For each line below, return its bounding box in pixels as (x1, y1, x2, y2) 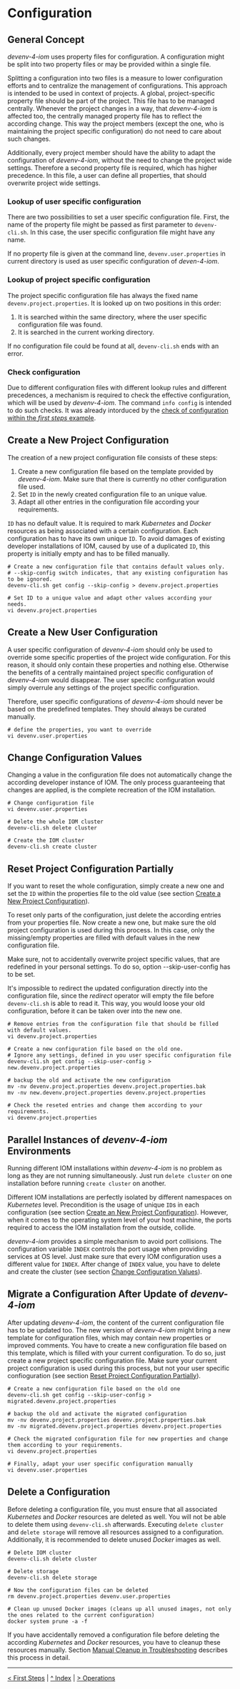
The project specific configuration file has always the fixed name (7, 291, 199, 299)
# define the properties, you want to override (7, 726, 152, 733)
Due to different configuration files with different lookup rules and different (7, 383, 227, 392)
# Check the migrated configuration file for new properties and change (7, 1435, 229, 1443)
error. (7, 349, 24, 358)
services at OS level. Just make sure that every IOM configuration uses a (7, 1252, 221, 1260)
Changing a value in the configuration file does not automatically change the (7, 770, 232, 779)
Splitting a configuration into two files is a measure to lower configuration (7, 74, 223, 82)
